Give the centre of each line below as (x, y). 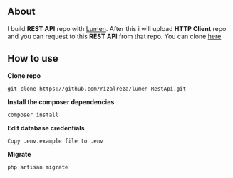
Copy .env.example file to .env (55, 141)
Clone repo (24, 76)
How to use (33, 59)
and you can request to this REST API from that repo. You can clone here (114, 36)
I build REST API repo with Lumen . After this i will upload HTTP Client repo (117, 28)
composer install (33, 115)
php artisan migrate (38, 167)
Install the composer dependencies (61, 101)
